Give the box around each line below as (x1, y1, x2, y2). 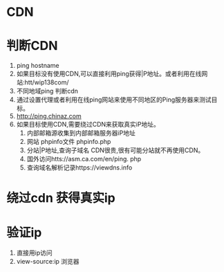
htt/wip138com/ (24, 78, 69, 87)
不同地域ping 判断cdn (16, 87, 79, 96)
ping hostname (16, 62, 59, 70)
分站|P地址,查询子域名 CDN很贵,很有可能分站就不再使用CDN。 (26, 146, 205, 154)
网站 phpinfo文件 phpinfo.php (26, 138, 111, 146)
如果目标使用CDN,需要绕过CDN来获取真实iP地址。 (16, 120, 160, 129)
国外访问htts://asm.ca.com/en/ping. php (26, 155, 142, 163)
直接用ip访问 (16, 248, 53, 257)
